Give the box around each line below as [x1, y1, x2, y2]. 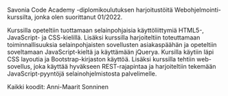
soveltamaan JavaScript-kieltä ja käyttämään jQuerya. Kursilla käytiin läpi [7, 48, 214, 56]
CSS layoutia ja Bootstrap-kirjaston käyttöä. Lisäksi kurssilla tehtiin [7, 55, 196, 63]
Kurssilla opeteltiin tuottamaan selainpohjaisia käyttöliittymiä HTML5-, [7, 27, 205, 34]
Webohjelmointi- [174, 6, 221, 14]
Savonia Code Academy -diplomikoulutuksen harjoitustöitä [7, 6, 173, 14]
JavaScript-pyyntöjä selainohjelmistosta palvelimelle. [7, 69, 157, 78]
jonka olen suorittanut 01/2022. [34, 13, 123, 21]
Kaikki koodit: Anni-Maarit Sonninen [7, 83, 109, 91]
